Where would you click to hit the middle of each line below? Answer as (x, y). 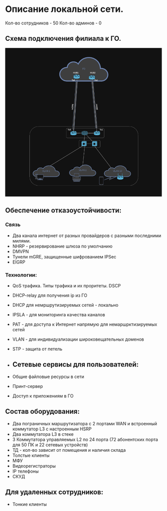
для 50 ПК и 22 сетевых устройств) (50, 445)
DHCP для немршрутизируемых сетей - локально (65, 305)
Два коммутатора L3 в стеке (43, 434)
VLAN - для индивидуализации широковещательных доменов (78, 339)
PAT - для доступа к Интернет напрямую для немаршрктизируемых (85, 324)
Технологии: (21, 275)
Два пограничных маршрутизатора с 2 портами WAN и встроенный (85, 423)
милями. (21, 241)
